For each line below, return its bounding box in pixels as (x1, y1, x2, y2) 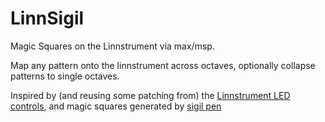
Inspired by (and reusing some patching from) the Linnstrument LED (10, 89, 291, 101)
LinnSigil (10, 7, 85, 30)
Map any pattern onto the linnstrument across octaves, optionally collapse (10, 59, 316, 71)
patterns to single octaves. (10, 70, 120, 82)
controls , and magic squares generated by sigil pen (10, 100, 222, 112)
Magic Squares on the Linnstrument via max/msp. (10, 40, 215, 52)
